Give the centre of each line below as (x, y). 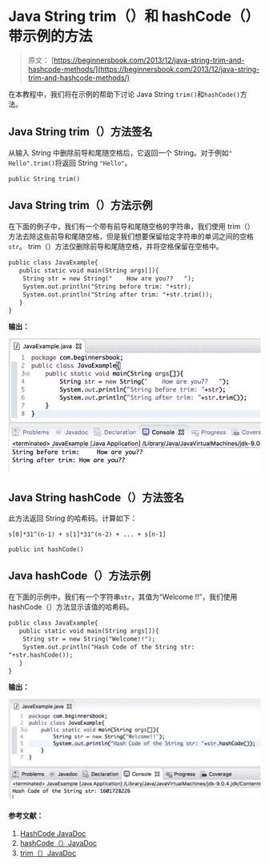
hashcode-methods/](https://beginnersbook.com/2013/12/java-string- (144, 69)
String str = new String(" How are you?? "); (109, 278)
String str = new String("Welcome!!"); (89, 639)
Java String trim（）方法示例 (80, 205)
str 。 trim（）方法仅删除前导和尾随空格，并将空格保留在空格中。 (116, 246)
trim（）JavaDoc (48, 853)
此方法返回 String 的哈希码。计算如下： (73, 518)
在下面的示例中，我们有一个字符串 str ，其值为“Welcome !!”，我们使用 (123, 597)
